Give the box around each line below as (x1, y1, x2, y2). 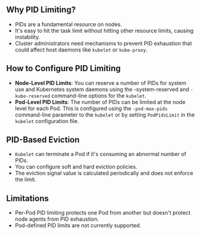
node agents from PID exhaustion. (14, 215, 99, 223)
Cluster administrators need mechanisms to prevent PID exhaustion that (14, 39, 193, 47)
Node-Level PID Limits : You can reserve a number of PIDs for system (14, 79, 187, 86)
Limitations (6, 193, 49, 203)
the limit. (14, 176, 36, 183)
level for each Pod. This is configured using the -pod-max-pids (14, 105, 168, 112)
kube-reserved (14, 93, 50, 99)
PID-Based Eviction (6, 135, 80, 145)
